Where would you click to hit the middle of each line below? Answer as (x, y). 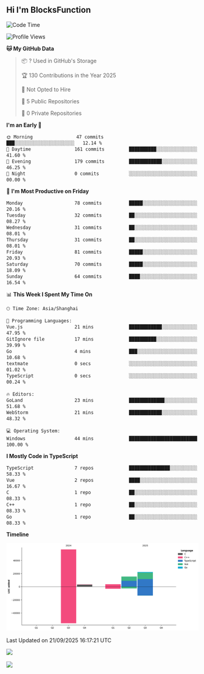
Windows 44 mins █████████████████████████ (102, 439)
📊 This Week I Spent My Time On (49, 294)
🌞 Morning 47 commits (55, 137)
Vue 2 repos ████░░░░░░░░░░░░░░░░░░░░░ (102, 480)
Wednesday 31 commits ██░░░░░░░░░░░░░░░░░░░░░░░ (102, 228)
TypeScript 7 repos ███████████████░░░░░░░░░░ (102, 468)
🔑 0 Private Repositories (51, 113)
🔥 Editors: (20, 394)
